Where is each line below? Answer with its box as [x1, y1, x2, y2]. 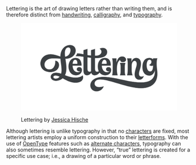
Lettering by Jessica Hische [21, 116, 88, 123]
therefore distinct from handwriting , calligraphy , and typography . [6, 11, 163, 18]
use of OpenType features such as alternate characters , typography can [6, 140, 181, 147]
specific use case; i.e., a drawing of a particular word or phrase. [6, 153, 161, 160]
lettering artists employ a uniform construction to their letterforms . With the [6, 134, 188, 141]
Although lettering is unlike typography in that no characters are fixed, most [6, 127, 190, 134]
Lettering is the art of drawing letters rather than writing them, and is [6, 5, 172, 12]
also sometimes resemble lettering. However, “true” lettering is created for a [6, 146, 190, 153]
